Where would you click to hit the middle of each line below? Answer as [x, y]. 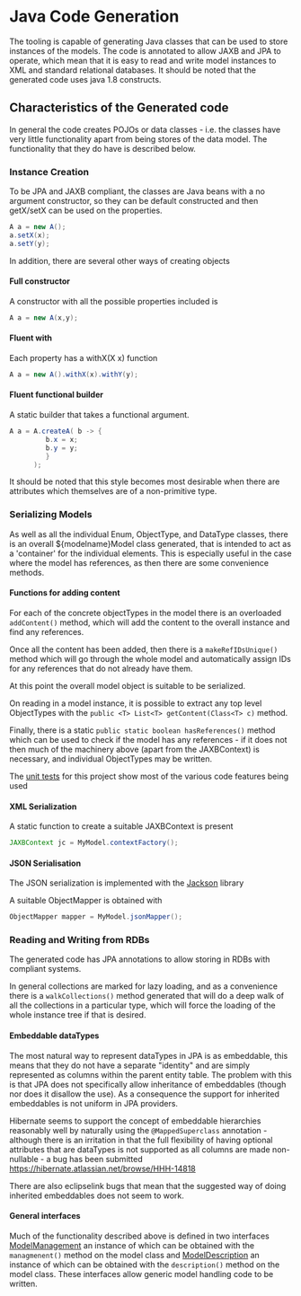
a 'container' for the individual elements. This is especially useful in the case [150, 553]
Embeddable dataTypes [54, 1036]
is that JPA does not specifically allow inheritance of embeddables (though [148, 1084]
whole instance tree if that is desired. [78, 1015]
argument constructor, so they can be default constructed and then [134, 201]
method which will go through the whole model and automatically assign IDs [150, 658]
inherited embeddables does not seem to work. [97, 1195]
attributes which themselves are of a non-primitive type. [113, 491]
